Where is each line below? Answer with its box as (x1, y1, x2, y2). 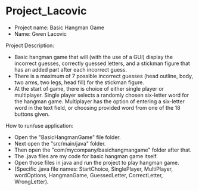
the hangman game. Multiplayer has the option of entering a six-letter (14, 97, 185, 105)
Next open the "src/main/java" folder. (14, 140, 106, 147)
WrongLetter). (14, 178, 49, 185)
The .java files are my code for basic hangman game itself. (14, 152, 158, 159)
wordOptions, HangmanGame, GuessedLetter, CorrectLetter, (14, 171, 163, 178)
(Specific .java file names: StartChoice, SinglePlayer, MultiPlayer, (14, 165, 173, 172)
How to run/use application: (5, 122, 74, 129)
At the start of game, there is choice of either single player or (14, 85, 164, 92)
